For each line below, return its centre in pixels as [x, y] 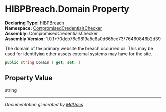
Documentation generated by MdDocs [44, 104]
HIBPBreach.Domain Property [67, 9]
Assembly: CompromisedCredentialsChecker [52, 33]
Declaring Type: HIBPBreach [35, 23]
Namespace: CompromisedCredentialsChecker [54, 28]
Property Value [29, 78]
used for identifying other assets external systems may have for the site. [79, 54]
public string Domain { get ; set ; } [43, 62]
